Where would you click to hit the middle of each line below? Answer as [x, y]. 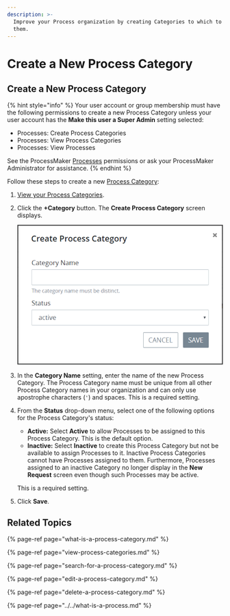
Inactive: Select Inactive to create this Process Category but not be [123, 445]
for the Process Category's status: [65, 417]
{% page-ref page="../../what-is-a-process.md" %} [79, 606]
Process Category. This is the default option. [90, 438]
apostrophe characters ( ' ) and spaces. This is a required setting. [108, 397]
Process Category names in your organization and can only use [106, 390]
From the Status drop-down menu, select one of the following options [116, 410]
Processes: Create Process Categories [72, 133]
